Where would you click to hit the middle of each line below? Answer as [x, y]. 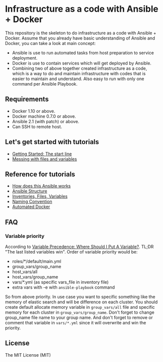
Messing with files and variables [44, 159]
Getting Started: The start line [42, 154]
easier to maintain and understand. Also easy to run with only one [78, 79]
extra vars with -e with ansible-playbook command [63, 287]
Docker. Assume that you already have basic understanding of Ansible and [80, 38]
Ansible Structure [30, 191]
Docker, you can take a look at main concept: [51, 43]
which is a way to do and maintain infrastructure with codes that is [79, 73]
